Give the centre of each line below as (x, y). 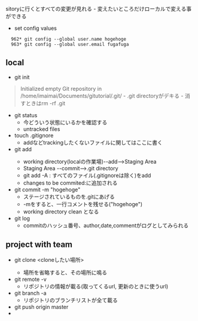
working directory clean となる (61, 212)
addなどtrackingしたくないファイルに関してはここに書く (93, 142)
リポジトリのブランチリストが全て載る (70, 300)
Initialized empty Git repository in (61, 88)
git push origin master (41, 307)
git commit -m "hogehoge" (47, 189)
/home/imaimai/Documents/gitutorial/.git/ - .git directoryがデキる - (102, 96)
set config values (36, 28)
